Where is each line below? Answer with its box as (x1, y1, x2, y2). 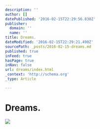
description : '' (5, 7, 38, 12)
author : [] (5, 12, 28, 17)
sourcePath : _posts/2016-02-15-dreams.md (5, 44, 92, 49)
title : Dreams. (5, 35, 36, 40)
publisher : (5, 21, 28, 26)
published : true (5, 49, 38, 54)
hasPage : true (5, 58, 34, 63)
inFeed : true (5, 53, 32, 59)
